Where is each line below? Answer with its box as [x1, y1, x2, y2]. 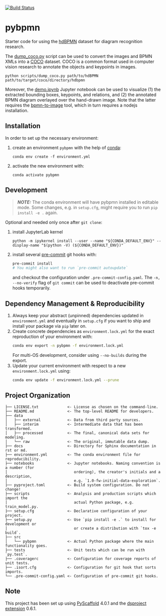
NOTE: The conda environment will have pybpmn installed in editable [17, 199, 159, 205]
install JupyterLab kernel [12, 228, 63, 235]
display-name [12, 243, 40, 248]
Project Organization [5, 392, 70, 400]
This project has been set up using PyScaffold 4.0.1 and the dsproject [5, 600, 147, 606]
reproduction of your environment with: [12, 334, 93, 339]
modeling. [5, 435, 26, 440]
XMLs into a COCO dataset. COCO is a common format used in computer [5, 58, 155, 64]
